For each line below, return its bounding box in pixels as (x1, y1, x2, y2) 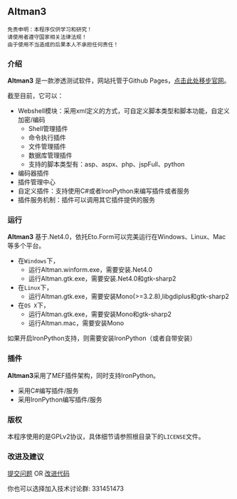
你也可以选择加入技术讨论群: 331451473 (7, 484, 125, 493)
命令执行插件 (28, 133, 66, 142)
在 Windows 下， (17, 256, 59, 266)
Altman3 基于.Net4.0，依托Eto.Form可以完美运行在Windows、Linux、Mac (7, 233, 226, 241)
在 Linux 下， (17, 283, 53, 292)
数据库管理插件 (28, 151, 73, 159)
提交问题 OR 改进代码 (7, 469, 70, 478)
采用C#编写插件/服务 (17, 386, 79, 394)
